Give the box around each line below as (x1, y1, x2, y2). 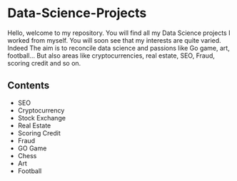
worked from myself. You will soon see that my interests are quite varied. (7, 36, 221, 44)
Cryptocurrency (17, 105, 65, 115)
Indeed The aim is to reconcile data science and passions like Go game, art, (7, 43, 230, 52)
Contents (7, 80, 50, 92)
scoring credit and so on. (7, 58, 81, 67)
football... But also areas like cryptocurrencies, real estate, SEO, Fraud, (7, 51, 216, 60)
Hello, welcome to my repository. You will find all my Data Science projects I (7, 29, 231, 37)
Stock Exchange (17, 113, 66, 122)
